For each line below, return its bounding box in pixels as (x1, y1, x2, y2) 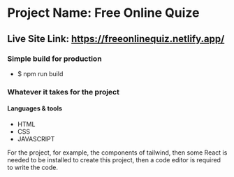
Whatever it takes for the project (7, 87, 120, 97)
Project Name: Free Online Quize (7, 5, 200, 21)
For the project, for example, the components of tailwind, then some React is (7, 148, 228, 157)
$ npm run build (17, 69, 64, 78)
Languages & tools (7, 104, 63, 113)
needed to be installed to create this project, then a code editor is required (7, 156, 221, 164)
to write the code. (7, 163, 58, 171)
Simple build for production (7, 54, 103, 64)
